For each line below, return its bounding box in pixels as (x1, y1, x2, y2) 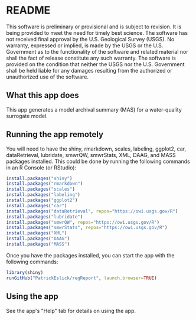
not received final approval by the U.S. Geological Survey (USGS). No (6, 35, 175, 43)
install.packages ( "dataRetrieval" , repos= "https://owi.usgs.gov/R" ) (6, 208, 178, 214)
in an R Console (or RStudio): (6, 164, 77, 171)
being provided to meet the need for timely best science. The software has (6, 29, 188, 36)
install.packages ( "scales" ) (6, 187, 76, 192)
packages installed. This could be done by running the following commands (6, 158, 190, 165)
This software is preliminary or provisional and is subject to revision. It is (6, 23, 182, 30)
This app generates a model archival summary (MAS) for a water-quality (6, 106, 182, 113)
